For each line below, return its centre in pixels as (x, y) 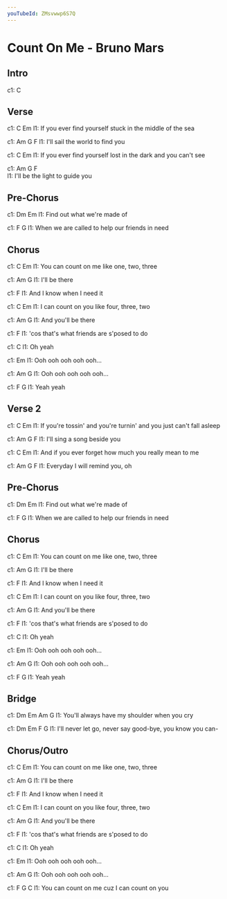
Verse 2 (24, 409)
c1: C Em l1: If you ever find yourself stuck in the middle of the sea (101, 128)
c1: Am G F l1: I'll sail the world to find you (66, 142)
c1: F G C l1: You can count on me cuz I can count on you (88, 888)
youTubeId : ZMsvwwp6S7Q (42, 14)
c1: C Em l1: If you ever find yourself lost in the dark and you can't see (106, 155)
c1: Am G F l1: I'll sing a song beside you (64, 439)
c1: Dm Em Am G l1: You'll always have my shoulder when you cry (100, 715)
